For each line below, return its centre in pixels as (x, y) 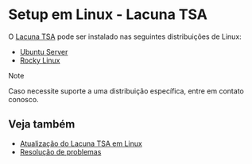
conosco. (23, 99)
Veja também (42, 124)
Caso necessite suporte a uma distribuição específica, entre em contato (126, 91)
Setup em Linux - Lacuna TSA (108, 15)
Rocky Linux (40, 60)
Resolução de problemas (60, 151)
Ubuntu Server (44, 51)
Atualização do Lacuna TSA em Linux (81, 143)
